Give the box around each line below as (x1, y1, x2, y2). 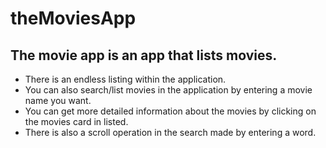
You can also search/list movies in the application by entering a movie (24, 84, 313, 96)
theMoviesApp (10, 7, 137, 30)
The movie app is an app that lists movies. (10, 47, 278, 64)
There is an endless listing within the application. (24, 73, 227, 85)
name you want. (24, 95, 92, 106)
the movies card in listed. (24, 116, 129, 127)
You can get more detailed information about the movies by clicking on (24, 105, 317, 117)
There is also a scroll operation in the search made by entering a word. (24, 127, 317, 138)
